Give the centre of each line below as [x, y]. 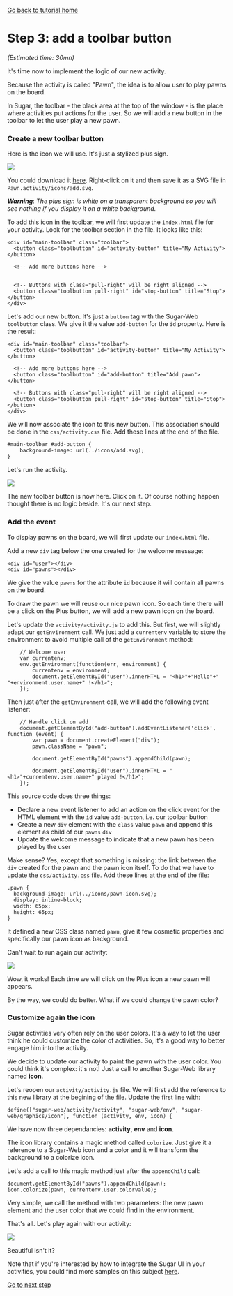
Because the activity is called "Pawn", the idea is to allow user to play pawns [117, 84]
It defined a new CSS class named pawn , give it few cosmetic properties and [116, 931]
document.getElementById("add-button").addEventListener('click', [118, 728]
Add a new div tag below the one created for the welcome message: [105, 550]
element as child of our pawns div [65, 832]
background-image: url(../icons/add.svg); [82, 451]
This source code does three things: [59, 796]
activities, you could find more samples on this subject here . [93, 1271]
